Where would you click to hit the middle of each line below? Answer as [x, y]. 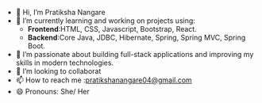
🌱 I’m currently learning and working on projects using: [106, 21]
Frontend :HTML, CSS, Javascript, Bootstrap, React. [112, 29]
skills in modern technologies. [64, 63]
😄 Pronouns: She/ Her [52, 92]
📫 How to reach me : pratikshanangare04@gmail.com [104, 80]
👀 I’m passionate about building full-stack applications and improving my [135, 54]
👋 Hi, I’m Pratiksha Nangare [60, 12]
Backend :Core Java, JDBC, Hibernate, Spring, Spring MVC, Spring [137, 37]
